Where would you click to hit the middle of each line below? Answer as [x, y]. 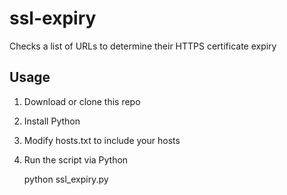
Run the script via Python [76, 159]
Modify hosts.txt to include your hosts [102, 140]
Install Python [52, 121]
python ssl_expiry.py [66, 179]
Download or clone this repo [82, 101]
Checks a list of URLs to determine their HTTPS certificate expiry [143, 46]
